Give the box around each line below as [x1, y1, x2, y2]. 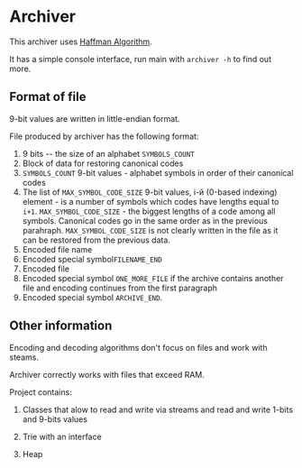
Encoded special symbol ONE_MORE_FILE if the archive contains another [22, 272, 284, 283]
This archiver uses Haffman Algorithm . [9, 36, 153, 47]
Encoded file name [22, 243, 93, 254]
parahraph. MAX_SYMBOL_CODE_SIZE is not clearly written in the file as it [22, 225, 279, 235]
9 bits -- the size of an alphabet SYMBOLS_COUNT [22, 148, 196, 159]
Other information [9, 318, 113, 334]
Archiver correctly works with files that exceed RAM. [9, 369, 206, 380]
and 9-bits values [22, 413, 88, 425]
